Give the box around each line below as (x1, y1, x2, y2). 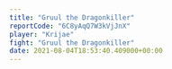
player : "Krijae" (9, 30, 75, 39)
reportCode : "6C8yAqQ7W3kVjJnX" (9, 22, 131, 30)
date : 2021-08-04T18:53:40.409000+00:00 (9, 47, 164, 56)
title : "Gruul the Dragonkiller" (9, 13, 135, 22)
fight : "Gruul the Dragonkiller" (9, 38, 135, 47)
